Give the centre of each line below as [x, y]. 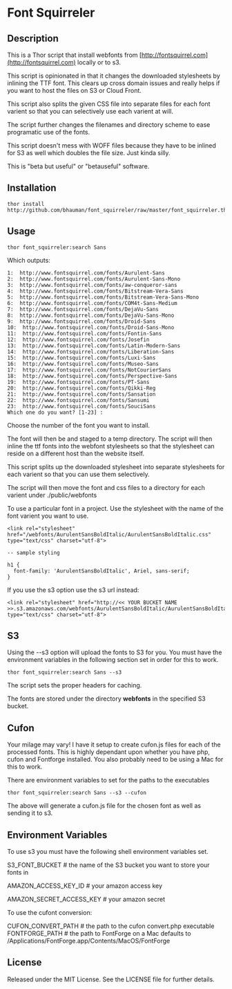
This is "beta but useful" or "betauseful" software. [78, 166]
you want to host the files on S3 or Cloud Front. [74, 90]
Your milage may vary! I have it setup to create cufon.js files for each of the [114, 745]
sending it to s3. [30, 813]
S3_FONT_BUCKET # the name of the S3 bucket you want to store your [108, 865]
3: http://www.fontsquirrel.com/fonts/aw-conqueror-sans [92, 285]
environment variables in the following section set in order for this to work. [113, 660]
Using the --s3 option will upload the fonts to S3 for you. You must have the [115, 652]
